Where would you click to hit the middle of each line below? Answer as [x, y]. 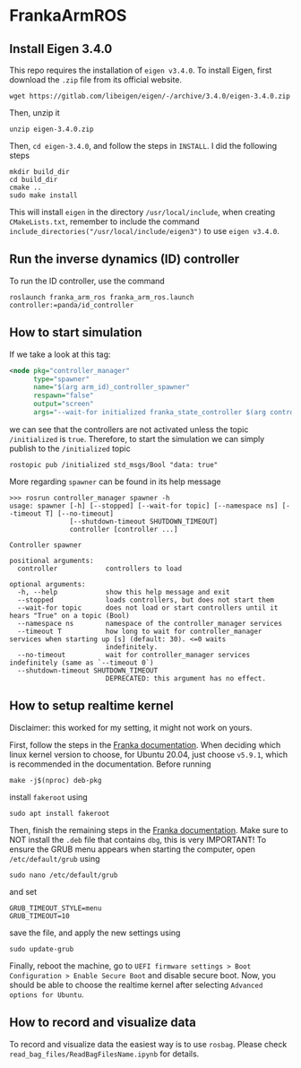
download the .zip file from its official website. [95, 80]
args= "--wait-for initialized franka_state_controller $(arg [150, 412]
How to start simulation [76, 333]
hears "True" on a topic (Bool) [69, 615]
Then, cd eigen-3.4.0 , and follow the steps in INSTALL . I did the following [143, 146]
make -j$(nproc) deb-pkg [56, 780]
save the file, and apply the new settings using [95, 933]
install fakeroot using [48, 797]
